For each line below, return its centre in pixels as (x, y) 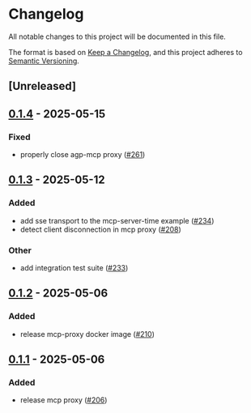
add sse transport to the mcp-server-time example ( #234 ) (117, 220)
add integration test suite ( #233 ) (74, 268)
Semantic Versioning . (44, 61)
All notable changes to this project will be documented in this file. (117, 36)
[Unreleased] (43, 86)
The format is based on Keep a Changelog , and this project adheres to (125, 52)
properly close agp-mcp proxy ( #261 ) (83, 155)
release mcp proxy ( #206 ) (64, 400)
